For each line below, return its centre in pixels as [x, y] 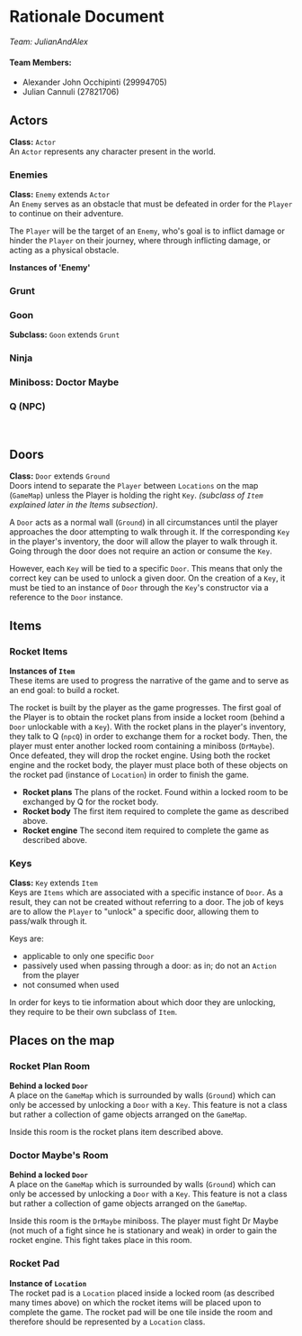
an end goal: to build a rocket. [64, 691]
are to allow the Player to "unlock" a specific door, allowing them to [134, 911]
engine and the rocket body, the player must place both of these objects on [149, 765]
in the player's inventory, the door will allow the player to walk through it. [144, 542]
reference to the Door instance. [67, 598]
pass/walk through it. [49, 921]
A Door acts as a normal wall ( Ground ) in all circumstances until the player [144, 522]
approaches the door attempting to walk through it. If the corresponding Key [150, 532]
